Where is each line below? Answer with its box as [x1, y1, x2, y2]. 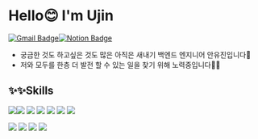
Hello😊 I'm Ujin [8, 6, 114, 25]
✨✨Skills [8, 84, 54, 98]
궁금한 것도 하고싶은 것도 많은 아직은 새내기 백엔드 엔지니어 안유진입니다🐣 [19, 49, 252, 59]
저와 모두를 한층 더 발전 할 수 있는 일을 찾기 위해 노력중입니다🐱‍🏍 [19, 60, 221, 69]
